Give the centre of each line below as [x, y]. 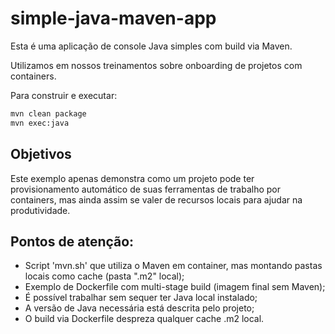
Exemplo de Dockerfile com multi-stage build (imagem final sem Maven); [175, 287]
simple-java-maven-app [113, 18]
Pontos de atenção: [72, 241]
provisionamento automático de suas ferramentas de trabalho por [145, 189]
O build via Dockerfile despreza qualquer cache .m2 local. [144, 319]
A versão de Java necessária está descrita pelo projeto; [139, 308]
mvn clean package [48, 113]
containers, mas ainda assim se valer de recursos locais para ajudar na [156, 199]
